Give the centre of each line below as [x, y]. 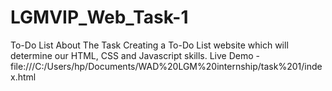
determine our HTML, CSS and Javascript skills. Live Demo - [135, 55]
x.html [23, 77]
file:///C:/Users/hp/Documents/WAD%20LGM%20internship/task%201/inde [166, 66]
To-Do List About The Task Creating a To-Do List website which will [149, 45]
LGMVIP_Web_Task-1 [99, 17]
